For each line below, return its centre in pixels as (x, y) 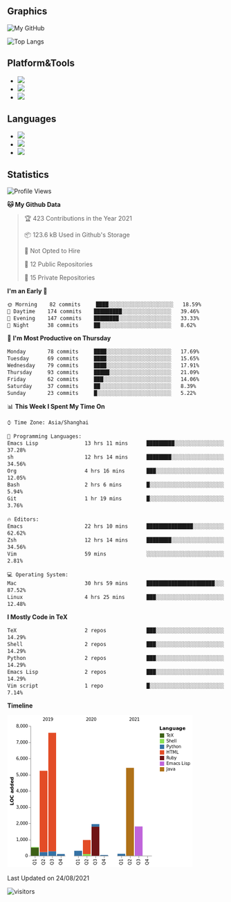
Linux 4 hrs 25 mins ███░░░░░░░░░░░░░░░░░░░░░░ (116, 598)
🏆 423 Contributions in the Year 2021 (78, 219)
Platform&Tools (41, 63)
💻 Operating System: (38, 575)
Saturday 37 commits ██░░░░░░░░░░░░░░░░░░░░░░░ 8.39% (102, 387)
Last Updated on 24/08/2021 (48, 878)
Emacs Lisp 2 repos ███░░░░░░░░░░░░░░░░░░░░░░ (116, 672)
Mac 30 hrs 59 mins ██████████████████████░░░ (116, 584)
